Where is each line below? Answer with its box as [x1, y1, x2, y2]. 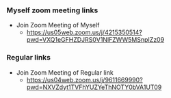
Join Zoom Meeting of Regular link [16, 68, 114, 77]
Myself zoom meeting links [6, 5, 98, 15]
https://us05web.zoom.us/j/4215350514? [26, 28, 143, 36]
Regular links [6, 53, 51, 62]
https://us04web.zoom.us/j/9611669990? [26, 75, 143, 84]
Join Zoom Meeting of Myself [16, 21, 100, 29]
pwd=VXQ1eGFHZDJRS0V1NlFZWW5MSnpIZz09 [26, 36, 165, 44]
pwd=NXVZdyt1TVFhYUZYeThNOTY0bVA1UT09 [26, 83, 162, 91]
